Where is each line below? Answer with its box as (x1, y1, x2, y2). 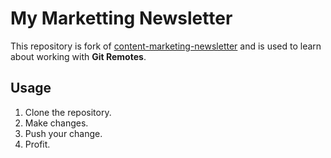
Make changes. (24, 117, 89, 129)
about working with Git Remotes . (10, 50, 147, 62)
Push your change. (24, 127, 103, 139)
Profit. (24, 138, 51, 150)
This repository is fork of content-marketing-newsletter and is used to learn (10, 40, 322, 52)
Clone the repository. (24, 106, 112, 118)
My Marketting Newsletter (10, 7, 233, 30)
